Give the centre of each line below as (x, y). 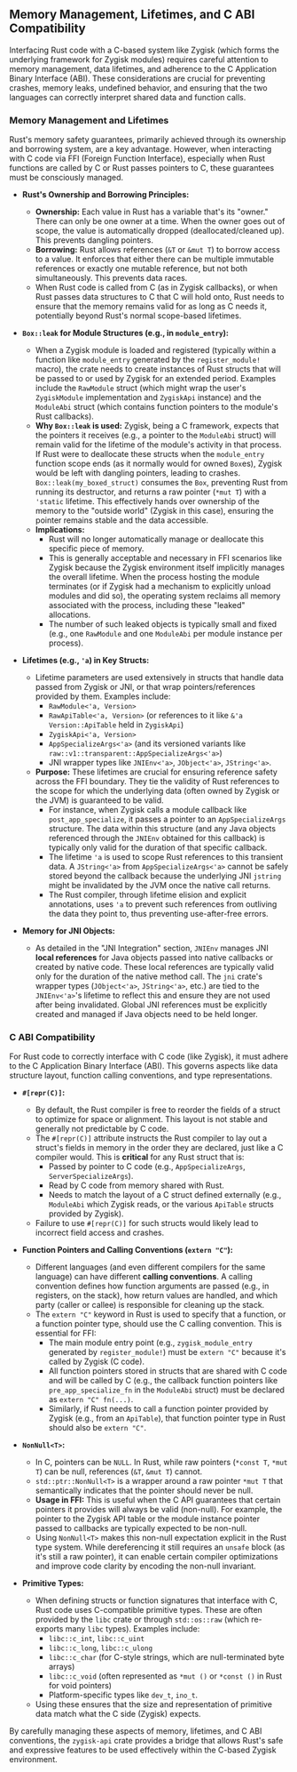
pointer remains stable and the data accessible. (122, 520)
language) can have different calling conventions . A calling (144, 1277)
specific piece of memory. (96, 549)
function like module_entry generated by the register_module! (148, 360)
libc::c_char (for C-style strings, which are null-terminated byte (167, 1657)
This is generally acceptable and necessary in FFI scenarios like (165, 558)
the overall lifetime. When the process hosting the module (154, 577)
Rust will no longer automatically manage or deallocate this (156, 539)
